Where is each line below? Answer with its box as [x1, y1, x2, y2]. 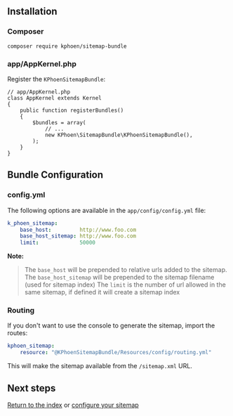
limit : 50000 [20, 239, 96, 247]
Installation [7, 6, 58, 18]
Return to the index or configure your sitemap [7, 401, 139, 410]
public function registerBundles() [20, 107, 124, 114]
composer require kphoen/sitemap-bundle [7, 42, 128, 50]
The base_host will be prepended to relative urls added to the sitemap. [24, 266, 227, 274]
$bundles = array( [32, 119, 86, 126]
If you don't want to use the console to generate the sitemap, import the [7, 321, 215, 330]
